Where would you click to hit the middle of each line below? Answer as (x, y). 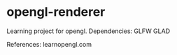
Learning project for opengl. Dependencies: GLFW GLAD (88, 31)
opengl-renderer (56, 12)
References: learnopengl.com (49, 44)
